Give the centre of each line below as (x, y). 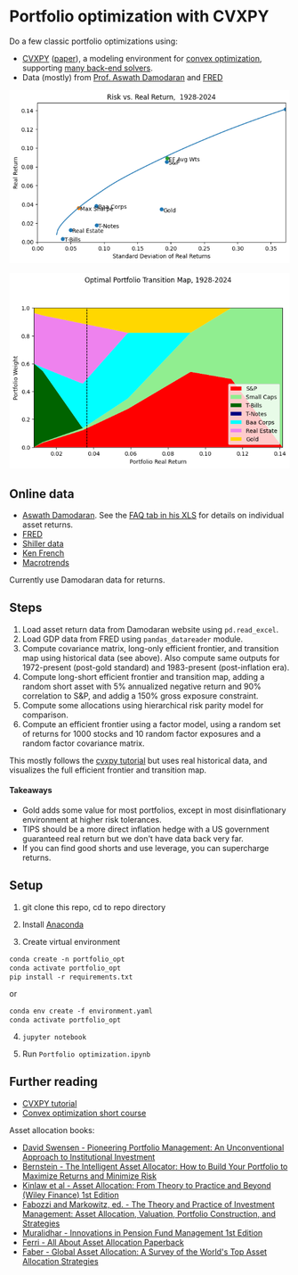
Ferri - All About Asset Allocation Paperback (103, 1242)
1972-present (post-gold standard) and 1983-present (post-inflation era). (156, 667)
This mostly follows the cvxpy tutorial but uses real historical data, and (138, 760)
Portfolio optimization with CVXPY (139, 17)
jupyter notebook (54, 1037)
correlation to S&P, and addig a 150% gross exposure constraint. (140, 695)
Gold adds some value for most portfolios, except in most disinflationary (154, 810)
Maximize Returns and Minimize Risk (89, 1176)
